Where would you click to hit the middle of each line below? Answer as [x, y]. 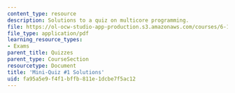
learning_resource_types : [45, 40]
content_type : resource [42, 14]
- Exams [19, 46]
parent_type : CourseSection [48, 59]
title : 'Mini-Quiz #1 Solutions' [56, 72]
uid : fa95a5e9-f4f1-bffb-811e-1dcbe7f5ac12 [72, 79]
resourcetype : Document [42, 66]
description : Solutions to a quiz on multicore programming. [98, 20]
